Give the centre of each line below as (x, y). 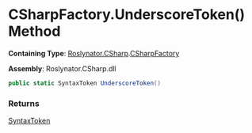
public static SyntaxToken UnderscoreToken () (84, 83)
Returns (24, 103)
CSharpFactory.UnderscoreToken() (127, 15)
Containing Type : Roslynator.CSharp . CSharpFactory (94, 53)
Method (34, 31)
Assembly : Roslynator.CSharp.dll (62, 68)
